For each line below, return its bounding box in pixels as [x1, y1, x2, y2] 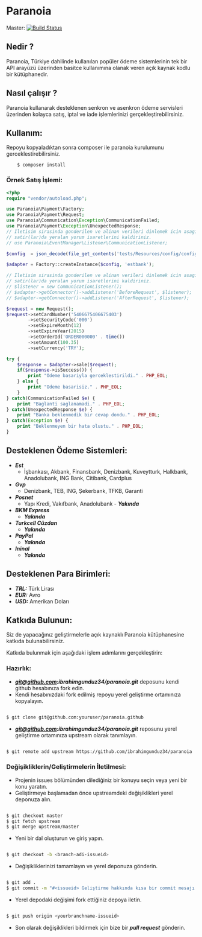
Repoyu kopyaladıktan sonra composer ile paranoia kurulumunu [6, 144, 164, 151]
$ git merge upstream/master [6, 824, 79, 830]
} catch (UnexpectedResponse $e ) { [6, 406, 93, 413]
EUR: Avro [14, 591, 41, 599]
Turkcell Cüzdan [14, 519, 58, 526]
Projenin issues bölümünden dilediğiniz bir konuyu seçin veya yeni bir [14, 777, 188, 784]
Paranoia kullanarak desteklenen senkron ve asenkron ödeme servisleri [6, 104, 183, 111]
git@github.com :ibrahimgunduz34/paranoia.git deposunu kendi [14, 678, 180, 685]
